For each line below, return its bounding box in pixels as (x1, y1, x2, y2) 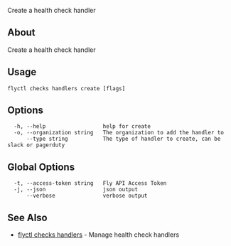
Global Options (7, 161, 75, 173)
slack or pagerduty (7, 141, 65, 149)
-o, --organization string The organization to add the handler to (14, 129, 224, 137)
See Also (7, 211, 48, 223)
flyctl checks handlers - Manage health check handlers (17, 230, 180, 239)
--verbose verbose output (26, 192, 148, 200)
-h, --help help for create (14, 123, 151, 130)
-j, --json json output (14, 186, 139, 193)
